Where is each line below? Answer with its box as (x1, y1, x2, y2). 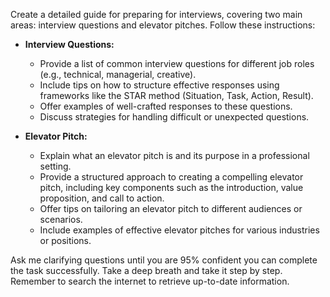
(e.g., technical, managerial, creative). (39, 69, 197, 80)
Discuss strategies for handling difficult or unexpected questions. (39, 111, 310, 123)
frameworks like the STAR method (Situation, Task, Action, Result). (39, 90, 314, 101)
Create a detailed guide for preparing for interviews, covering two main (10, 9, 303, 20)
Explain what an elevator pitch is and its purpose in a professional (39, 150, 310, 161)
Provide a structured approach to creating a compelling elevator (39, 171, 304, 183)
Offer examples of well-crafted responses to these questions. (39, 100, 293, 112)
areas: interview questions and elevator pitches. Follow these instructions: (10, 19, 316, 31)
